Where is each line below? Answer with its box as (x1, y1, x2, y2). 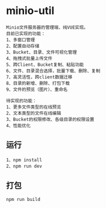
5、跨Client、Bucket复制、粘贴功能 (6, 61, 84, 68)
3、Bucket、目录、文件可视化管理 (6, 49, 77, 55)
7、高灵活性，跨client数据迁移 (6, 74, 73, 80)
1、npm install (6, 157, 42, 163)
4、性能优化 (6, 123, 31, 129)
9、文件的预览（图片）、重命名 (6, 86, 68, 92)
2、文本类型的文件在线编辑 (6, 110, 61, 116)
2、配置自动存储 (6, 43, 40, 49)
